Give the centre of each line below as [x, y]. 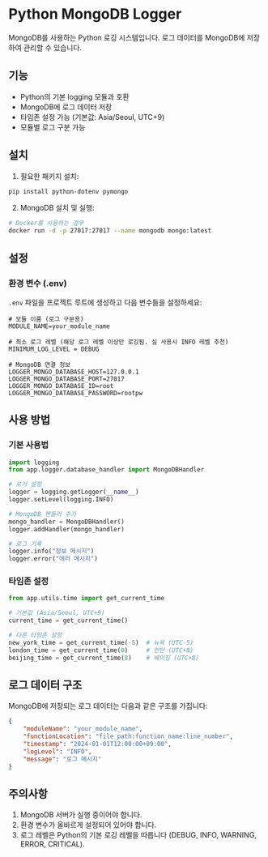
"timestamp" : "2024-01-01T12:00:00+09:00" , [98, 744]
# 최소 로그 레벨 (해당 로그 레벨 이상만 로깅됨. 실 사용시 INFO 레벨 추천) [119, 342]
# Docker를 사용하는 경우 [46, 224]
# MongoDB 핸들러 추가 [43, 514]
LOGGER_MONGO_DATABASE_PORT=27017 [67, 379]
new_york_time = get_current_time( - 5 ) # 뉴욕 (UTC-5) [101, 642]
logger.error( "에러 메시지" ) [53, 559]
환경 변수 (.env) [38, 283]
